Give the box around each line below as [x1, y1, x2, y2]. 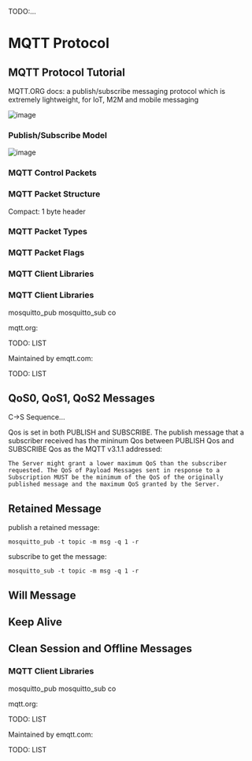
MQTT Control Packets [8, 167, 97, 178]
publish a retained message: [8, 523, 100, 532]
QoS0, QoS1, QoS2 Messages [8, 391, 155, 405]
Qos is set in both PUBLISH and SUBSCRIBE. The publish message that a [8, 427, 244, 437]
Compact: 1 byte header [8, 207, 86, 216]
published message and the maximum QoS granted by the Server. [8, 480, 220, 488]
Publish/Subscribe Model [8, 129, 108, 140]
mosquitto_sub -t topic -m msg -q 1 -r [8, 567, 139, 575]
